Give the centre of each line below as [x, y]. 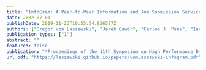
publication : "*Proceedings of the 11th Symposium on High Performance [100, 52]
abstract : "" [23, 40]
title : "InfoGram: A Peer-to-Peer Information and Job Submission [93, 12]
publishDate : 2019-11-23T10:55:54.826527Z [61, 23]
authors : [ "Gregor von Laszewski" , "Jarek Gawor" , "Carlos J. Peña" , [97, 29]
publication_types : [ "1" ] [39, 35]
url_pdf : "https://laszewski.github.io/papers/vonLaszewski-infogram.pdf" [104, 57]
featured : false [27, 46]
